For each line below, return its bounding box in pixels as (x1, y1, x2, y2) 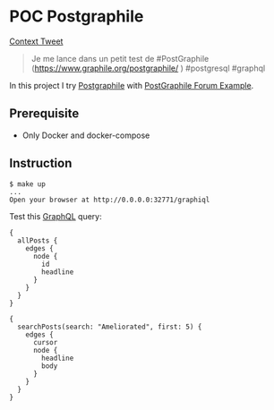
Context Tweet (9, 36, 64, 47)
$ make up (9, 179, 47, 189)
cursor (32, 337, 58, 346)
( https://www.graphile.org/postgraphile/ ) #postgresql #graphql (30, 63, 266, 73)
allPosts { (17, 235, 58, 245)
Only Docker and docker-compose (21, 130, 150, 141)
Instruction (9, 156, 73, 171)
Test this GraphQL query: (9, 210, 102, 221)
